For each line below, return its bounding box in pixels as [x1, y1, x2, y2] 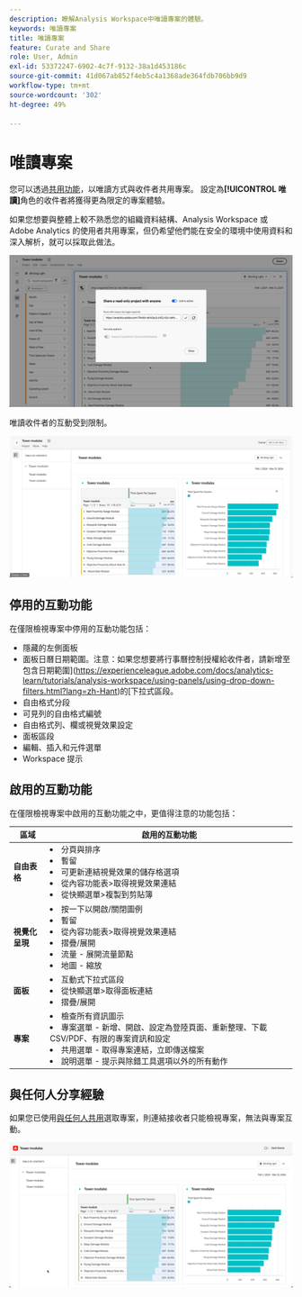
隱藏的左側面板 [22, 642, 78, 653]
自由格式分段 [22, 696, 70, 707]
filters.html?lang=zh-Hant [22, 685, 118, 696]
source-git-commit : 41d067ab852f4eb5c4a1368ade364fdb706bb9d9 [9, 72, 247, 81]
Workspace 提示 [22, 753, 84, 764]
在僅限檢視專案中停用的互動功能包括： [9, 622, 151, 634]
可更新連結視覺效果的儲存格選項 [61, 866, 180, 877]
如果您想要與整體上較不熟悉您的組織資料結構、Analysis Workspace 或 [9, 214, 268, 225]
